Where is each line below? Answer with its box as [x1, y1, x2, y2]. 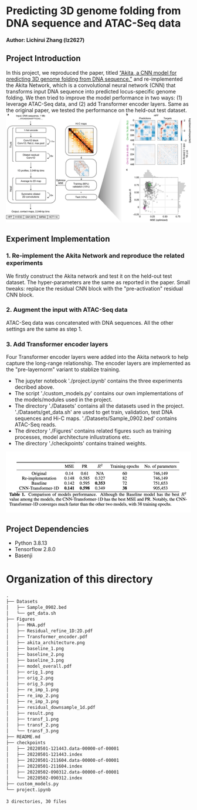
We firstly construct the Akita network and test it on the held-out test [6, 272, 172, 279]
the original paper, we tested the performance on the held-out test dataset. [6, 106, 188, 114]
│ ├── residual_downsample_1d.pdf [6, 704, 96, 710]
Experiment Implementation [6, 234, 110, 244]
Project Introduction [6, 54, 81, 64]
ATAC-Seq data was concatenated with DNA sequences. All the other [6, 319, 174, 326]
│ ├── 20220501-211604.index [6, 763, 83, 769]
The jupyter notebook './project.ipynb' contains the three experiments [14, 378, 183, 385]
